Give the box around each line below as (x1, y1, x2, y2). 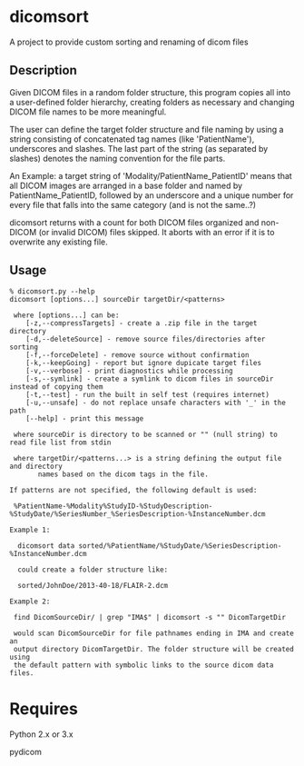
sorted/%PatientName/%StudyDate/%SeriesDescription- (78, 541, 282, 551)
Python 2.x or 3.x (9, 729, 74, 740)
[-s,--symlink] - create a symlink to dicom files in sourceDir (25, 374, 274, 383)
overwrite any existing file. (9, 236, 108, 247)
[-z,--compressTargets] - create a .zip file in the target (25, 318, 258, 328)
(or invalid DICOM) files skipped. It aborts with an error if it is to (38, 226, 275, 237)
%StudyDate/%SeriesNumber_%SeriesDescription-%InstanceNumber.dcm (9, 509, 266, 519)
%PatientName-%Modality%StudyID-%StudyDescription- (13, 502, 213, 511)
